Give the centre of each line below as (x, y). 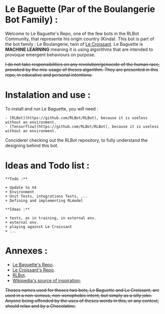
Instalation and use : (48, 95)
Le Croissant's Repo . (34, 270)
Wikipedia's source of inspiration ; (46, 280)
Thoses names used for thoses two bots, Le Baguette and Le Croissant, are (82, 290)
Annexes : (26, 251)
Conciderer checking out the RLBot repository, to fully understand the (77, 140)
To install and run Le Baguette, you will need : (52, 108)
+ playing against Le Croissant (39, 227)
